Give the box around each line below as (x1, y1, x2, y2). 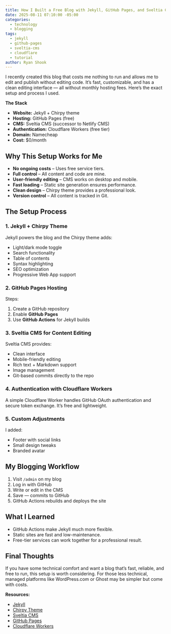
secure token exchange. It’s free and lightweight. (5, 402, 108, 409)
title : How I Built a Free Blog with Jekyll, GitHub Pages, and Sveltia (5, 7, 163, 13)
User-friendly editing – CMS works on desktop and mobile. (12, 176, 138, 183)
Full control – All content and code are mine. (12, 171, 106, 177)
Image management (12, 367, 55, 373)
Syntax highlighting (12, 260, 53, 266)
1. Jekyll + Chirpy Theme (5, 223, 68, 230)
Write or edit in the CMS (12, 487, 64, 493)
